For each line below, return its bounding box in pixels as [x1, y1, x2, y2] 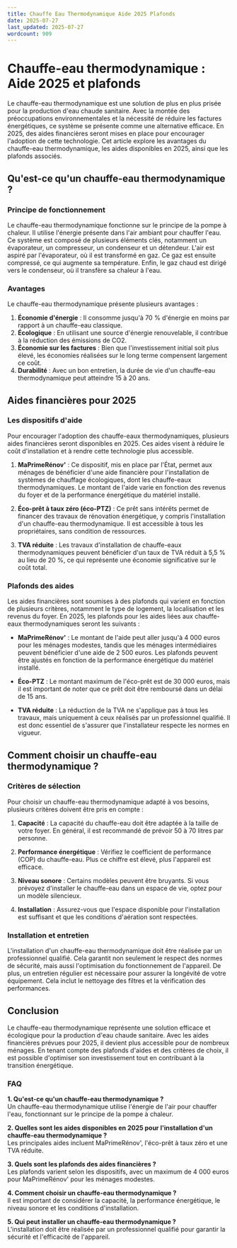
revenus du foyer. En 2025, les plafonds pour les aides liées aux [7, 612, 193, 621]
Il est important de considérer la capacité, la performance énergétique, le [7, 1196, 221, 1205]
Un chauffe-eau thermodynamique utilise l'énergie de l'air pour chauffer [7, 1103, 217, 1111]
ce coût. [17, 359, 42, 367]
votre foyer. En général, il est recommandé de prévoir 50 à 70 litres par [17, 826, 224, 835]
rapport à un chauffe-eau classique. [17, 321, 123, 330]
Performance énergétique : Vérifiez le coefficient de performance [17, 848, 212, 856]
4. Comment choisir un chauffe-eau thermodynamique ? [7, 1188, 177, 1198]
